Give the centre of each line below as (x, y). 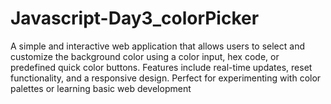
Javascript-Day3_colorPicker (135, 18)
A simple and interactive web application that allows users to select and (157, 46)
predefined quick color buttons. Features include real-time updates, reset (161, 67)
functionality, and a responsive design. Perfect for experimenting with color (166, 78)
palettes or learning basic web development (101, 88)
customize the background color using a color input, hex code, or (145, 56)
